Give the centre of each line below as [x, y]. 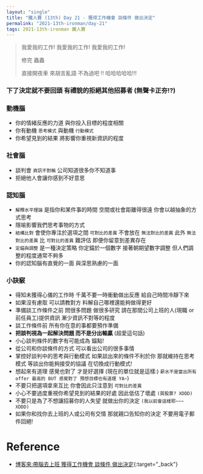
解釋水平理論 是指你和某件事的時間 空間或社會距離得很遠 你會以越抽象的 [103, 210]
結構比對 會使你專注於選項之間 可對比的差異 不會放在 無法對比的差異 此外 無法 [105, 232]
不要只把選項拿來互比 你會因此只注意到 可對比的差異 [78, 385]
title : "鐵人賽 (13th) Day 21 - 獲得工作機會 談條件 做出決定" [81, 18]
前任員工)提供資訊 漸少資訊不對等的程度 [65, 318]
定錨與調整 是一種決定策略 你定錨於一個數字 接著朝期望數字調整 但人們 [102, 248]
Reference [33, 446]
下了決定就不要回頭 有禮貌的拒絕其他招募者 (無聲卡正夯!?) [91, 91]
